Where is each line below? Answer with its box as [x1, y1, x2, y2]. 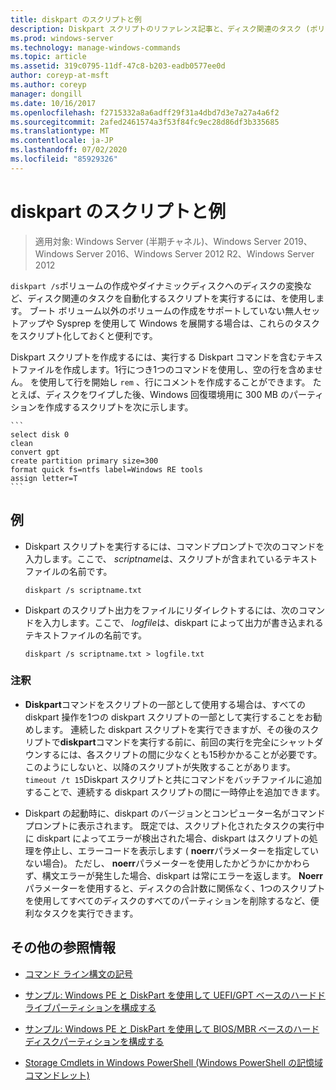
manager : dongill [10, 89, 83, 99]
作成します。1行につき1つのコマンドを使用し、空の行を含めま [62, 363, 315, 375]
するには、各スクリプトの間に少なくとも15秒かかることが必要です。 [42, 748, 323, 760]
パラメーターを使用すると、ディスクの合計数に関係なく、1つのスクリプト [24, 882, 326, 894]
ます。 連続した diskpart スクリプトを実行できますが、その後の [42, 723, 302, 735]
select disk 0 [10, 429, 70, 440]
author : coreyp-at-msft [10, 71, 110, 81]
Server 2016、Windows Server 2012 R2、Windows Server [75, 247, 315, 260]
